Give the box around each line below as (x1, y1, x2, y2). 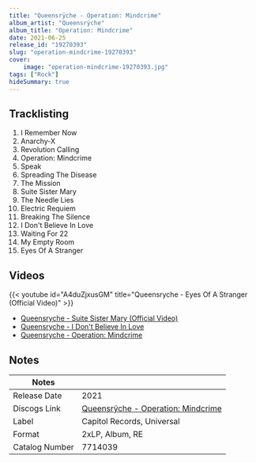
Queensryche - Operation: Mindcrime (20, 330, 143, 340)
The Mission (20, 179, 62, 188)
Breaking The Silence (20, 212, 90, 222)
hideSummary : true (9, 78, 70, 85)
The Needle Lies (20, 195, 74, 205)
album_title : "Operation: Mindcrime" (9, 26, 134, 34)
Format (13, 428, 40, 439)
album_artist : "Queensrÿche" (9, 19, 105, 27)
